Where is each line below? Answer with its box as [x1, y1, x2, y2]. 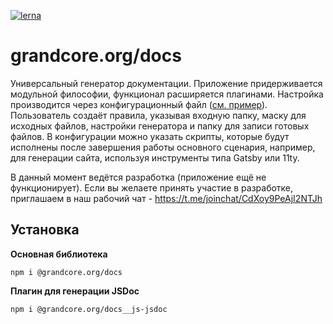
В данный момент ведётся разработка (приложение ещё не [10, 171, 267, 183]
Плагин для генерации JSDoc [10, 285, 140, 297]
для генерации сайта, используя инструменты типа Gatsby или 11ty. [10, 151, 300, 164]
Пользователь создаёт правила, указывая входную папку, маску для [10, 109, 307, 121]
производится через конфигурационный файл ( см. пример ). [10, 98, 268, 110]
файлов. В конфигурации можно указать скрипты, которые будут [10, 130, 290, 142]
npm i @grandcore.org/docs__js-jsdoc [10, 304, 168, 314]
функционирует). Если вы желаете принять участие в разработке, [10, 181, 294, 194]
